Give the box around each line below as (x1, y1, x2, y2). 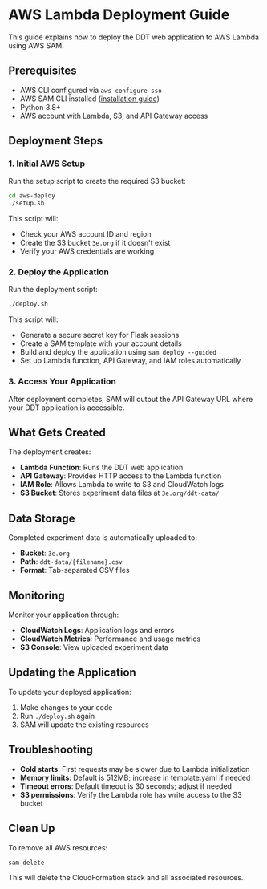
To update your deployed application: (8, 687, 132, 696)
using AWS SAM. (8, 40, 64, 50)
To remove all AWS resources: (8, 842, 108, 852)
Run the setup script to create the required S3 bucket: (8, 177, 186, 186)
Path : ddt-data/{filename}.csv (19, 557, 123, 566)
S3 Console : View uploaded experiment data (19, 643, 168, 652)
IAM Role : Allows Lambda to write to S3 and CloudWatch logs (19, 480, 225, 489)
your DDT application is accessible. (8, 403, 125, 412)
